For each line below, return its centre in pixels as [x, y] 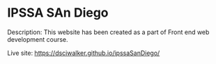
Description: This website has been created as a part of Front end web [108, 32]
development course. [38, 39]
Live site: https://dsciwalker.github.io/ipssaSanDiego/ [84, 53]
